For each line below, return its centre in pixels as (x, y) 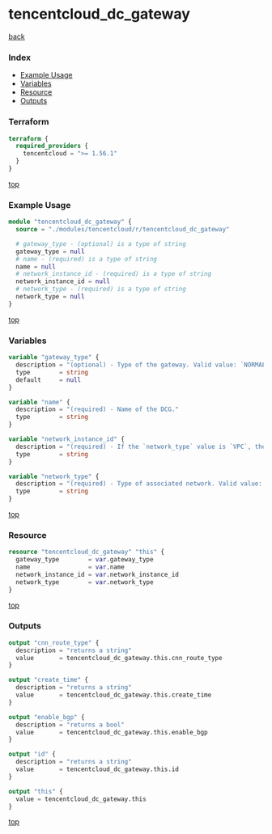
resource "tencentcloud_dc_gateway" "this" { (86, 552)
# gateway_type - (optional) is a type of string (101, 243)
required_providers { (52, 146)
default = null (49, 380)
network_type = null (50, 297)
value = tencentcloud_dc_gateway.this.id (98, 769)
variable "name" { (39, 402)
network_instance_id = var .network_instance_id (98, 574)
